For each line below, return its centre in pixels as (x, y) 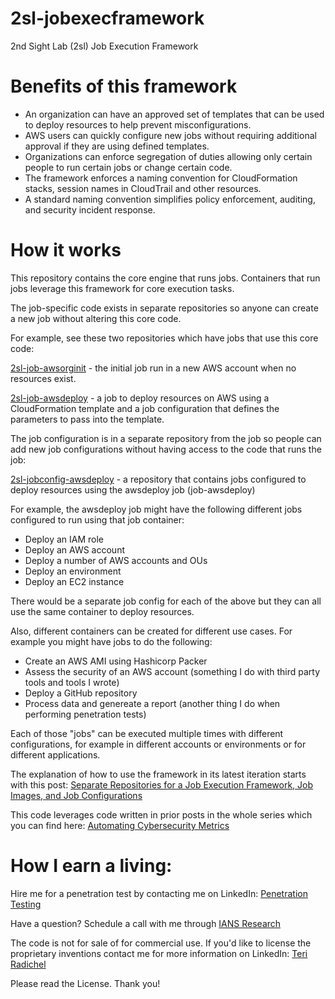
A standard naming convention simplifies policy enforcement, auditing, (170, 199)
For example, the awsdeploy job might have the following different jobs (156, 509)
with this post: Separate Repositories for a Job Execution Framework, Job (162, 784)
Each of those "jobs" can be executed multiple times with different (147, 733)
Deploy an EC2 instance (74, 581)
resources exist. (43, 378)
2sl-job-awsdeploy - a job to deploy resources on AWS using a (140, 398)
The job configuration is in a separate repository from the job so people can (166, 438)
